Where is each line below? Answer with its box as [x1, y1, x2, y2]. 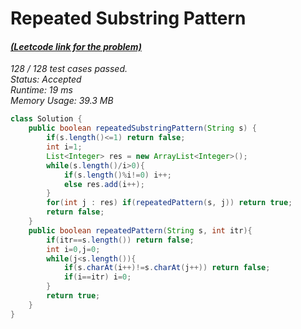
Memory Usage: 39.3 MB [10, 95, 114, 107]
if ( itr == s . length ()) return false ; [46, 235, 195, 245]
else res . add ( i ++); [63, 179, 145, 189]
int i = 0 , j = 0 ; [46, 244, 101, 254]
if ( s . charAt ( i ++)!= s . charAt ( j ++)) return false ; [63, 263, 271, 273]
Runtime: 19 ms [10, 84, 73, 96]
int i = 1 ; [46, 142, 83, 152]
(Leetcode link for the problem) [10, 40, 142, 52]
